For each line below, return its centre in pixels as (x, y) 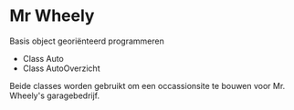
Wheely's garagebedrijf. (55, 95)
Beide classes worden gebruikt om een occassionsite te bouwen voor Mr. (147, 85)
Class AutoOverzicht (61, 68)
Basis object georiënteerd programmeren (87, 41)
